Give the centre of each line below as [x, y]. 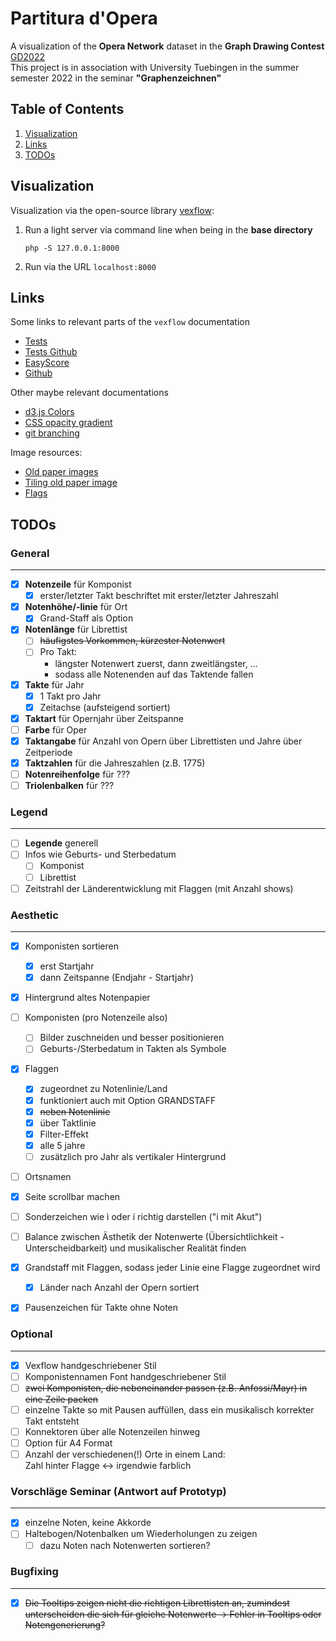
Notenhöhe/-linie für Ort [76, 607]
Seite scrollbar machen [72, 1196]
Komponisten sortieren [72, 946]
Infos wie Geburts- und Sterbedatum [100, 854]
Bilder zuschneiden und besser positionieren [132, 1038]
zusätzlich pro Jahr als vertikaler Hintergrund [133, 1156]
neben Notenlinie [75, 1111]
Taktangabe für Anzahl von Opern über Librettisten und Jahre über [163, 741]
